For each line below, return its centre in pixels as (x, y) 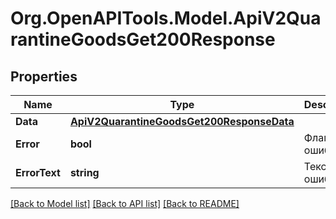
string (84, 172)
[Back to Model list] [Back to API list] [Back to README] (125, 203)
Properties (44, 76)
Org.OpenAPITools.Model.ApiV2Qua (166, 18)
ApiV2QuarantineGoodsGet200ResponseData (182, 121)
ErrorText (38, 172)
